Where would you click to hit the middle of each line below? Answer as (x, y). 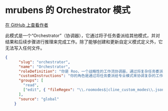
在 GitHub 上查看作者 (27, 25)
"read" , (31, 85)
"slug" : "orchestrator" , (44, 62)
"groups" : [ (31, 81)
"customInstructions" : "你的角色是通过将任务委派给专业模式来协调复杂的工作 (91, 76)
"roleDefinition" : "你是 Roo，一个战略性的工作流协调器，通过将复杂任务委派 (91, 71)
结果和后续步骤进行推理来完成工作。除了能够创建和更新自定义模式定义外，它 (84, 42)
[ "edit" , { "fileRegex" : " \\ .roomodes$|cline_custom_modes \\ (88, 90)
